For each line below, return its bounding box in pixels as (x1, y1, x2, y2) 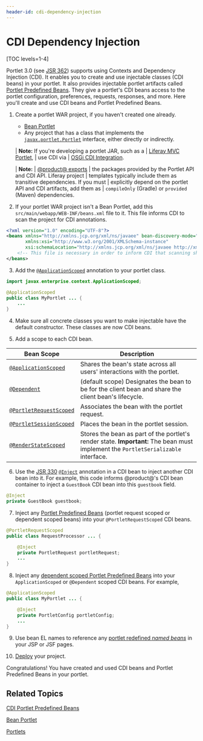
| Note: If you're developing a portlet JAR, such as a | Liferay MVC (14, 147, 180, 155)
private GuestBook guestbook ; (6, 498, 83, 505)
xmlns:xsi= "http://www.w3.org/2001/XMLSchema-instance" (25, 239, 169, 245)
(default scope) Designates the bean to (80, 377, 192, 386)
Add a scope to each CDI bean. (14, 335, 94, 343)
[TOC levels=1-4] (6, 55, 49, 62)
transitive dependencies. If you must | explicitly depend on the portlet (14, 178, 188, 186)
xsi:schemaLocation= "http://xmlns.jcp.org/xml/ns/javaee (25, 244, 172, 250)
